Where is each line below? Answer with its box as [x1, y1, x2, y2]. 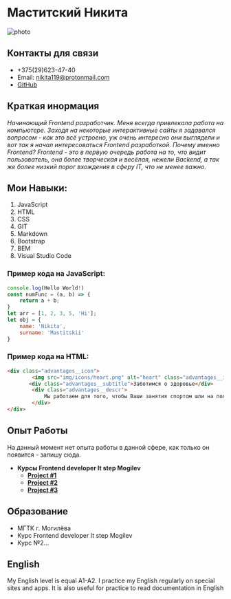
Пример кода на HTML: [7, 352, 89, 362]
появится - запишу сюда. [7, 450, 81, 459]
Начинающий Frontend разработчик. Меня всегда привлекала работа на [7, 118, 224, 127]
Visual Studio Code [16, 252, 72, 260]
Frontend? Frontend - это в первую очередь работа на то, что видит [7, 148, 206, 156]
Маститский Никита [7, 5, 129, 21]
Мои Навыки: [7, 182, 67, 194]
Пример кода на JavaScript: [7, 269, 106, 279]
